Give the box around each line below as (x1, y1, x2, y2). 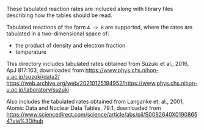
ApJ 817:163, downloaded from (6, 67, 84, 74)
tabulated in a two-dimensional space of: (6, 30, 109, 37)
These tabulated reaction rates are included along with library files (6, 5, 173, 12)
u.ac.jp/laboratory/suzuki (6, 86, 69, 93)
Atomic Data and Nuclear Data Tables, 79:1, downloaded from (6, 104, 161, 112)
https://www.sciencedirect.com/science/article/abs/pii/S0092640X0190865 (6, 111, 198, 118)
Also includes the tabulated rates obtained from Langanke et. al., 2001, (6, 98, 184, 105)
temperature (15, 48, 47, 56)
